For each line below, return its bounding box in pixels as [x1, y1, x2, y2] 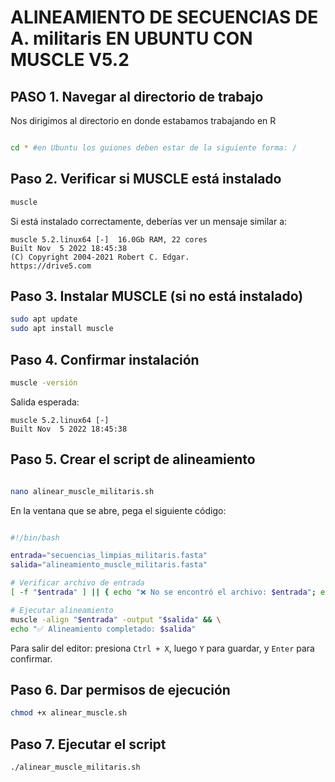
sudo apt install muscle [10, 324, 114, 334]
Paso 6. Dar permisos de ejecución [10, 681, 231, 698]
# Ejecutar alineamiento [10, 605, 114, 615]
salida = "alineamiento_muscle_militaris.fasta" [10, 560, 208, 570]
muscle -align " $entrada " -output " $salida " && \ [10, 614, 222, 625]
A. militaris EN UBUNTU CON [10, 27, 253, 50]
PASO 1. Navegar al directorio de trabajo [10, 88, 264, 105]
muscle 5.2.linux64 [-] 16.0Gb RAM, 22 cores [10, 234, 208, 245]
